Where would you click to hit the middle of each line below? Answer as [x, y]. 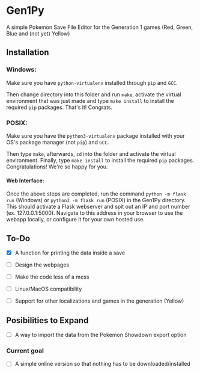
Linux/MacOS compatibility [48, 289]
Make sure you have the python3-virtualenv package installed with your [95, 135]
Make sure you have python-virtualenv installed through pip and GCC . [92, 82]
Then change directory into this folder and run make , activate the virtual [94, 94]
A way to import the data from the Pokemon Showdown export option [101, 335]
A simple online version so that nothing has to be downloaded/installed [102, 364]
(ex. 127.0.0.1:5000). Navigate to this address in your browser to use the [95, 213]
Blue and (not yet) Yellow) [38, 33]
